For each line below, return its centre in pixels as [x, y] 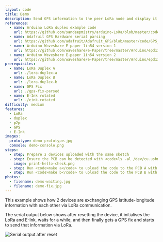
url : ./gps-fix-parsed [37, 91]
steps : [12, 150]
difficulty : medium [25, 105]
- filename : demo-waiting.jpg [40, 182]
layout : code [18, 9]
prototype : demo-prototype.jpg [41, 141]
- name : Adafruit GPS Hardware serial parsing [57, 37]
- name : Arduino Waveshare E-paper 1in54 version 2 [63, 55]
